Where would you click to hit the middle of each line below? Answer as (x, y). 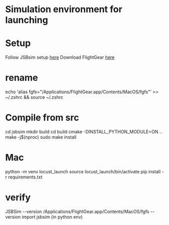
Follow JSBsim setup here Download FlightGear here (60, 57)
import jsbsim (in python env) (52, 217)
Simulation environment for (64, 9)
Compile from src (42, 118)
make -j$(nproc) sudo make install (41, 137)
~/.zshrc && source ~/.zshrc (34, 97)
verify (18, 197)
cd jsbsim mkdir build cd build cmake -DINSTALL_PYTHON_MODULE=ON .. (84, 132)
